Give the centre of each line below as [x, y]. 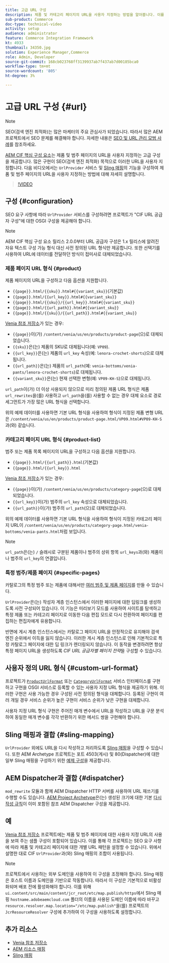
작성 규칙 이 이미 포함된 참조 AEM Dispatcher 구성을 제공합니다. [68, 804]
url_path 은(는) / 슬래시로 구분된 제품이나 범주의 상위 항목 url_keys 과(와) [77, 552]
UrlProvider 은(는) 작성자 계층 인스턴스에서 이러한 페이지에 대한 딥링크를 [76, 602]
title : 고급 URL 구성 [26, 10]
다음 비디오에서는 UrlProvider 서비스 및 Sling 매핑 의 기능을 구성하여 [91, 168]
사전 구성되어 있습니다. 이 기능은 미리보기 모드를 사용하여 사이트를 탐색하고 [88, 608]
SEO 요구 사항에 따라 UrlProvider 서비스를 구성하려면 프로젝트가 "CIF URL [79, 214]
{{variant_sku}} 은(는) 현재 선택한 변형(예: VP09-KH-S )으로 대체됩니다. [82, 378]
